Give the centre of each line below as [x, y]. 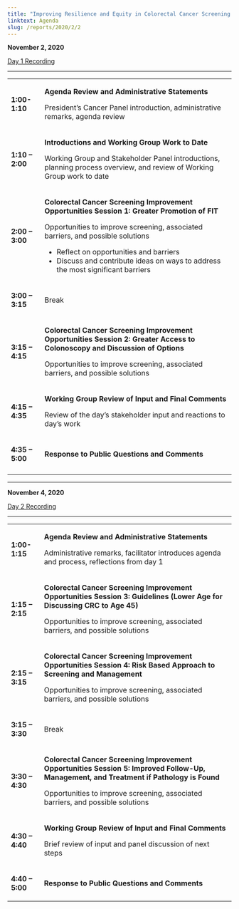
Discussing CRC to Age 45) [91, 606]
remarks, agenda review [85, 117]
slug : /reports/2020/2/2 [44, 27]
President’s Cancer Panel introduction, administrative [133, 108]
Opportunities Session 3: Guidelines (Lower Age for [133, 597]
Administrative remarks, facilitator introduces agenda [133, 553]
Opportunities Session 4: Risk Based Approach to [129, 665]
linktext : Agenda [33, 21]
